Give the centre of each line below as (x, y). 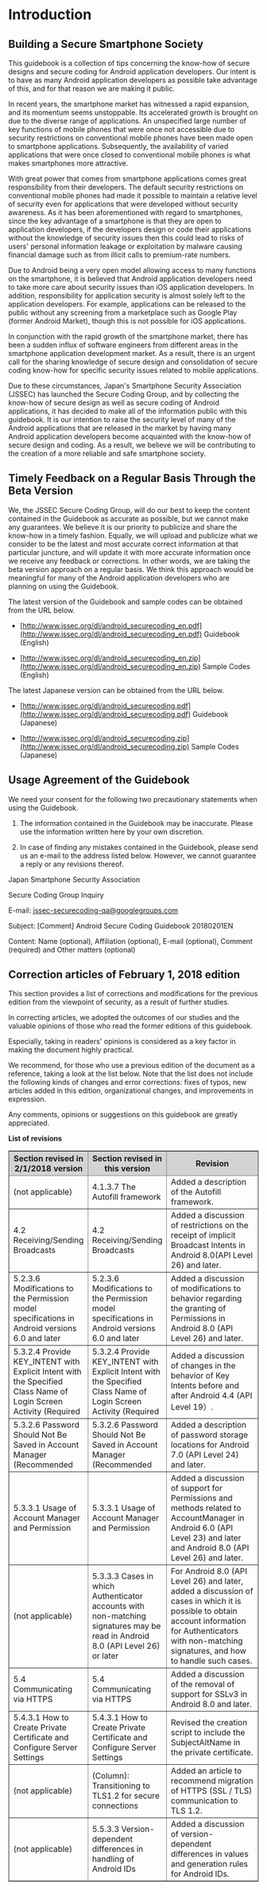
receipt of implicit (203, 1235)
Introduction (50, 15)
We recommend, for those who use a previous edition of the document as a (132, 1066)
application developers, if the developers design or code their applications (130, 229)
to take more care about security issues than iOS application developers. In (131, 287)
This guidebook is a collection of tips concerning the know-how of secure (129, 63)
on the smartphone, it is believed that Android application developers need (130, 279)
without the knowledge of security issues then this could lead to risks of (126, 238)
